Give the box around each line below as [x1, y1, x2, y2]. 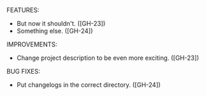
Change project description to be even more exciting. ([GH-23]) [16, 54, 200, 62]
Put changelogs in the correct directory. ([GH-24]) [16, 81, 161, 89]
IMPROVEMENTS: [6, 40, 58, 48]
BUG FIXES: [6, 67, 40, 75]
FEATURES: [6, 6, 40, 14]
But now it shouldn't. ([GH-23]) [16, 19, 106, 27]
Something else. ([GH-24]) [16, 27, 93, 35]
